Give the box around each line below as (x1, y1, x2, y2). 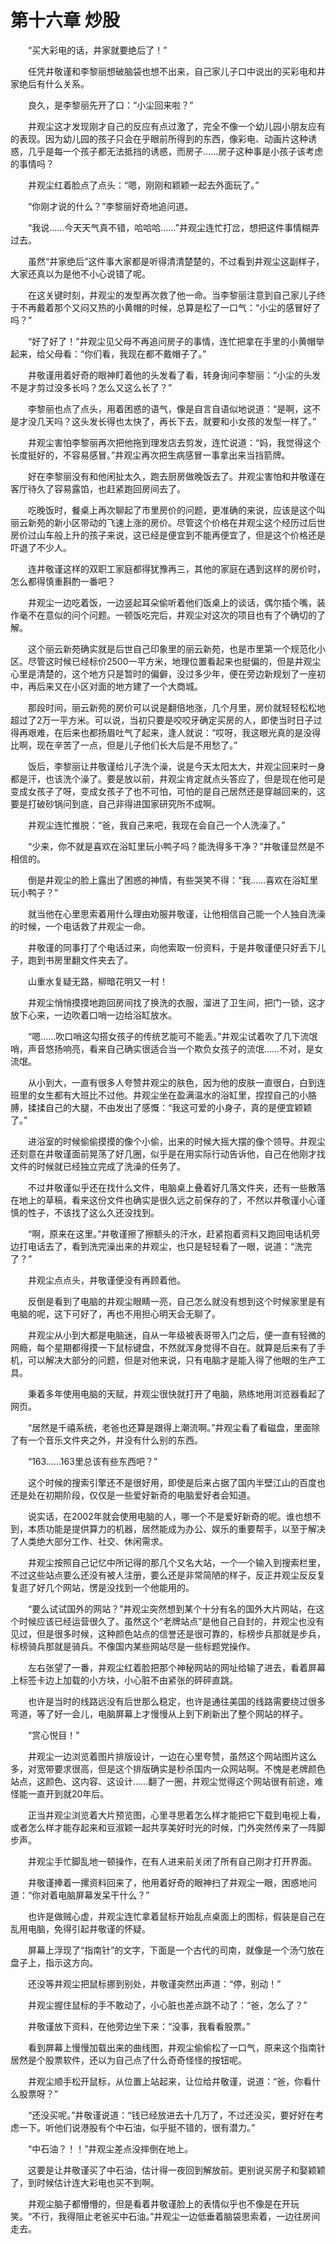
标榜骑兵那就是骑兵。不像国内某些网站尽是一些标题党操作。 (10, 1640, 256, 1652)
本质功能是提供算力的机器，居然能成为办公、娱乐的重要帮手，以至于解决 (27, 1522, 326, 1535)
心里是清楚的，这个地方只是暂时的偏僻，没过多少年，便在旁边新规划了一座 (10, 667, 317, 680)
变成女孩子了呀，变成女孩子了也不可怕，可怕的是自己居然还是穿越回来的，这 (10, 785, 326, 797)
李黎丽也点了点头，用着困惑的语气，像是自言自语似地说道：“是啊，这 (27, 402, 313, 415)
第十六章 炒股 (10, 9, 120, 32)
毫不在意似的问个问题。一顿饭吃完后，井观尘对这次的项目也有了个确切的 (18, 609, 317, 621)
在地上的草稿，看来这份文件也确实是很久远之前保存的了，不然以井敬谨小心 (10, 1194, 317, 1206)
